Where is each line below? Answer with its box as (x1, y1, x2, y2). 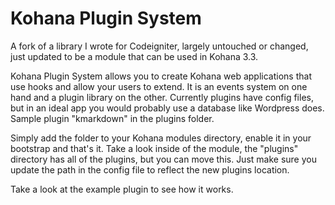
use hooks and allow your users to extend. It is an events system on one (10, 80, 308, 92)
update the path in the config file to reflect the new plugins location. (10, 163, 290, 176)
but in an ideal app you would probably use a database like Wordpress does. (10, 102, 325, 114)
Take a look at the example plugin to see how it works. (10, 183, 234, 195)
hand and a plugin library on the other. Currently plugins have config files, (10, 91, 314, 103)
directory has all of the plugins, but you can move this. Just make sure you (10, 153, 317, 165)
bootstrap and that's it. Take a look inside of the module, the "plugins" (10, 142, 299, 154)
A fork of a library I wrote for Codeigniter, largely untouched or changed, (10, 40, 309, 52)
